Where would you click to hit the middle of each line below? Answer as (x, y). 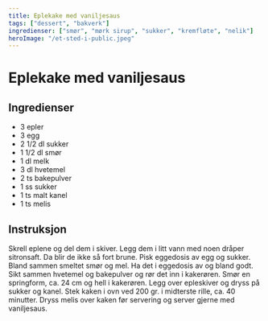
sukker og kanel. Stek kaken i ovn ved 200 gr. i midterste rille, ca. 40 (122, 291)
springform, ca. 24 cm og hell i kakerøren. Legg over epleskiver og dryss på (134, 283)
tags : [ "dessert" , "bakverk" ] (59, 23)
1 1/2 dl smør (41, 153)
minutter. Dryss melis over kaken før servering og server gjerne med (122, 300)
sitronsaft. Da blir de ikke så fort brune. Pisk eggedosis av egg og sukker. (130, 257)
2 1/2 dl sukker (44, 144)
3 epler (32, 127)
